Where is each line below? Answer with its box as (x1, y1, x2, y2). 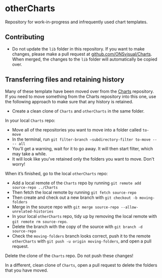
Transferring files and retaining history (5, 76, 125, 84)
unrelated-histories (12, 209, 54, 214)
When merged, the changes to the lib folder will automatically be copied (12, 56, 158, 62)
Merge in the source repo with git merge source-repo (12, 204, 119, 210)
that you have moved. (5, 267, 48, 273)
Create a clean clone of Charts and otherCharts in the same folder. (12, 108, 145, 114)
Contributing (5, 33, 44, 41)
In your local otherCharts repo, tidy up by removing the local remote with (12, 213, 157, 219)
